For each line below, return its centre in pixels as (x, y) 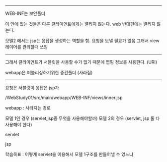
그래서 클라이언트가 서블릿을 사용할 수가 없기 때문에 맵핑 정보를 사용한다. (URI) (81, 62)
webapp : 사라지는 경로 (28, 108)
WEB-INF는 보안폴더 (25, 13)
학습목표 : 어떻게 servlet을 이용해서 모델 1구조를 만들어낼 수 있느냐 (69, 154)
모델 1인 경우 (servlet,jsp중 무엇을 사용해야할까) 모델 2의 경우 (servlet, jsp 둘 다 (83, 118)
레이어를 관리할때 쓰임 (27, 47)
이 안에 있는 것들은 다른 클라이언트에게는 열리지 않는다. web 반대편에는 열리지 (80, 24)
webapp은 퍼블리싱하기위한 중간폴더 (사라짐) (49, 73)
